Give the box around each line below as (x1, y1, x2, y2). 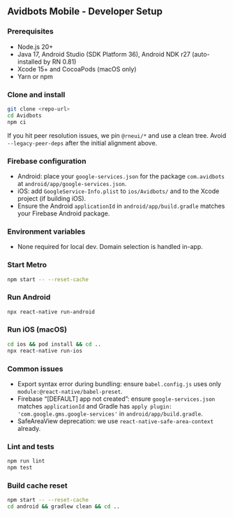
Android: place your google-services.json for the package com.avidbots (17, 171, 225, 180)
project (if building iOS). (17, 194, 87, 202)
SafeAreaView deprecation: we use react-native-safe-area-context (17, 416, 214, 425)
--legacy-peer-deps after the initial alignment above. (7, 139, 158, 147)
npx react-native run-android (7, 308, 96, 316)
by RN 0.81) (43, 57, 77, 66)
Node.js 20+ (17, 42, 54, 51)
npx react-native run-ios (7, 347, 82, 354)
